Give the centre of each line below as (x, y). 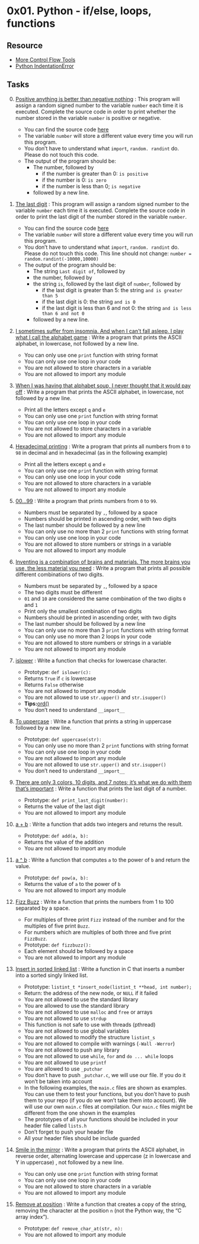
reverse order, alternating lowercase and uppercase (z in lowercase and (103, 1156)
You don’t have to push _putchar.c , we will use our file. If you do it (105, 1075)
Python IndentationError (45, 66)
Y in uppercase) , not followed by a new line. (69, 1162)
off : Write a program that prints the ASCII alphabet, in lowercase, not (99, 392)
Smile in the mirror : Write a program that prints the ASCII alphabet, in (100, 1150)
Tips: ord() (37, 703)
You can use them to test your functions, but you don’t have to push (107, 1094)
